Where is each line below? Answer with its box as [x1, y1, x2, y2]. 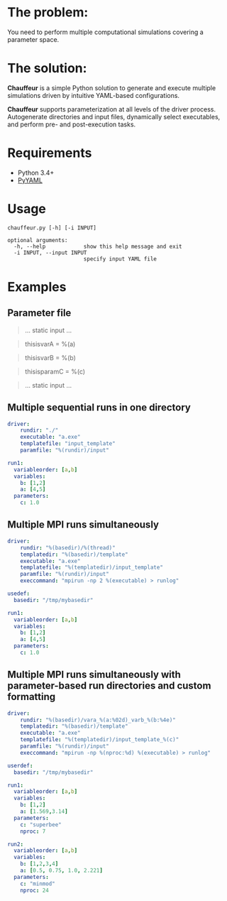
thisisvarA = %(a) [24, 339, 76, 348]
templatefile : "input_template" [20, 440, 116, 447]
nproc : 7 [20, 828, 46, 835]
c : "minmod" [20, 880, 55, 888]
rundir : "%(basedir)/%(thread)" [20, 544, 116, 551]
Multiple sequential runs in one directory [7, 402, 192, 414]
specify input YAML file [83, 255, 157, 263]
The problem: [7, 4, 89, 21]
